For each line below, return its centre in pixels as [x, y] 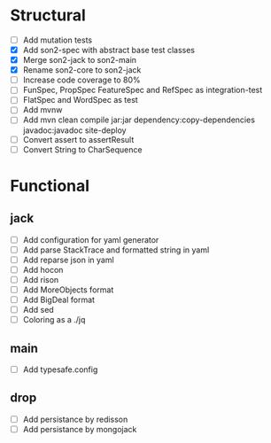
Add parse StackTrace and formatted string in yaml [116, 250]
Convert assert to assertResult [78, 139]
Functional [50, 186]
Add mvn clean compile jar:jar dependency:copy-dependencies [139, 120]
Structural [48, 16]
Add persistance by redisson [75, 419]
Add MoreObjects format [68, 290]
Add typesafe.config [60, 369]
